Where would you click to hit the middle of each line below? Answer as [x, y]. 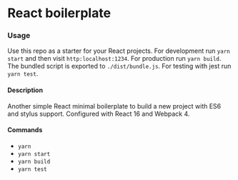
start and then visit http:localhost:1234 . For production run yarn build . [114, 59]
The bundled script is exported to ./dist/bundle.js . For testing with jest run [119, 66]
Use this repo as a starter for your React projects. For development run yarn [119, 51]
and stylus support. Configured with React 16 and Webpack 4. [99, 114]
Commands [25, 130]
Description [25, 90]
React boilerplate [59, 13]
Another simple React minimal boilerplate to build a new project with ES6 [114, 106]
